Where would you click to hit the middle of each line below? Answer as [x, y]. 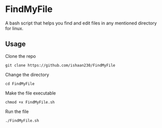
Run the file [17, 111]
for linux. [14, 28]
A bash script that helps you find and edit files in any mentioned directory [81, 23]
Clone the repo [21, 56]
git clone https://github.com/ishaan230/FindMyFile [60, 65]
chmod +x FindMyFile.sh [30, 102]
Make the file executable [31, 93]
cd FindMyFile [20, 83]
